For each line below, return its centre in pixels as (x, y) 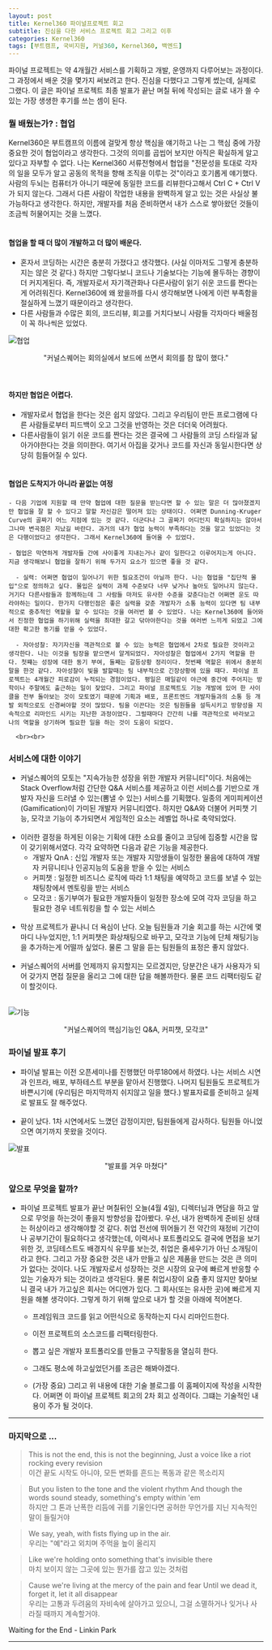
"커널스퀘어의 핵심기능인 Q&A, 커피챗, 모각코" (136, 1030)
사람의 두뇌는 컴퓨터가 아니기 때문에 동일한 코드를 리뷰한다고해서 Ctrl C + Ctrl (131, 183)
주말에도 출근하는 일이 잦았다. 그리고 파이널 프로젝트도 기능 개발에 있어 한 (137, 688)
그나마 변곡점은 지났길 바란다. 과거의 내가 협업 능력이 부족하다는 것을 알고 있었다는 (130, 529)
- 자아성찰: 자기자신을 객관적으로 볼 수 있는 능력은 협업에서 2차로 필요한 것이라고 (135, 645)
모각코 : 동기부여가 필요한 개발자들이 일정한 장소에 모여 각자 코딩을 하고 (144, 898)
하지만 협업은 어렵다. (41, 395)
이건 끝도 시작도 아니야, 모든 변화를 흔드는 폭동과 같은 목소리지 (126, 1473)
